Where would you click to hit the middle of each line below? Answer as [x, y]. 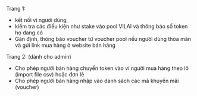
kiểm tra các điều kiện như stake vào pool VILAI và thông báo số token [101, 26]
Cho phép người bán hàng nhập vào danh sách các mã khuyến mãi [97, 81]
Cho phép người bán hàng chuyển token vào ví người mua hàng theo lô [102, 68]
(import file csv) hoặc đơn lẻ [49, 74]
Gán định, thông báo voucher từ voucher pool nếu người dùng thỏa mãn [103, 39]
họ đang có [29, 33]
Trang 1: [16, 9]
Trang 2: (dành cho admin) [39, 57]
